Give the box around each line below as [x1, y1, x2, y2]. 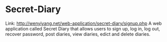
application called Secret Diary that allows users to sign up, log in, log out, [5, 25, 160, 31]
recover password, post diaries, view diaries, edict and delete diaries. [5, 31, 151, 37]
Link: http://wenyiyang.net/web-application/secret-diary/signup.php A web [5, 20, 162, 26]
